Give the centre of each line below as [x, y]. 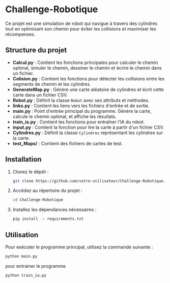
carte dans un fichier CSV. [40, 95]
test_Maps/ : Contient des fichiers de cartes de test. [68, 143]
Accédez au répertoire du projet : [47, 191]
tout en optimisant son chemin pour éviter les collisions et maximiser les [81, 28]
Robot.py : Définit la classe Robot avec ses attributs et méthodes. [81, 100]
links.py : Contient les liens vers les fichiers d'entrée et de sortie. [81, 106]
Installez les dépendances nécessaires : [54, 210]
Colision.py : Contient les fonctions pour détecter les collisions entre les [88, 78]
